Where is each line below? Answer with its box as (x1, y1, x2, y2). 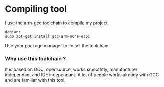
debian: (5, 29, 21, 34)
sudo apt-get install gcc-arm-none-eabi (5, 34, 91, 39)
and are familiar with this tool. (5, 77, 66, 83)
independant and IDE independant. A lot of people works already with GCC (5, 72, 159, 78)
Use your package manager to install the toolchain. (5, 42, 110, 48)
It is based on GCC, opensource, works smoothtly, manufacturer (5, 66, 138, 73)
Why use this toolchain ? (5, 55, 66, 62)
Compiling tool (5, 3, 67, 15)
